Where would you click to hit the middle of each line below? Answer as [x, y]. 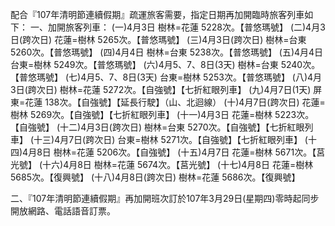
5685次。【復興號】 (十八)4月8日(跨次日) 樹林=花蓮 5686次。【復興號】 [155, 177]
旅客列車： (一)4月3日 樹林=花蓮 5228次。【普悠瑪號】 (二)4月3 [195, 27]
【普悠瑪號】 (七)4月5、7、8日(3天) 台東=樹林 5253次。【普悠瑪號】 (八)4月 [166, 77]
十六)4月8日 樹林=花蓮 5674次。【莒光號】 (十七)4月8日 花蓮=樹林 [178, 164]
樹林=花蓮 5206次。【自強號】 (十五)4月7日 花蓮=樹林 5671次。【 [185, 152]
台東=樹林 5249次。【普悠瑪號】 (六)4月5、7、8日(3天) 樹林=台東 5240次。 [165, 64]
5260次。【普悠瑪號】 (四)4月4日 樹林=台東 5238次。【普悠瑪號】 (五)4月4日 [167, 52]
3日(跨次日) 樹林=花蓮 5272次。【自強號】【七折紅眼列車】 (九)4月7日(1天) [161, 89]
